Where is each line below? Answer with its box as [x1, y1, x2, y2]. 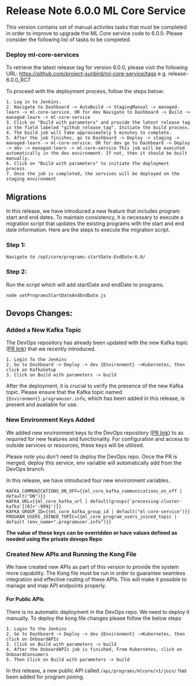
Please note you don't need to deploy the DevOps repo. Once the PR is [6, 453, 178, 460]
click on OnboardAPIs [6, 636, 59, 643]
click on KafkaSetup [6, 367, 57, 373]
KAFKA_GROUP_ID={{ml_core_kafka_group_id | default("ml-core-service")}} [6, 508, 191, 514]
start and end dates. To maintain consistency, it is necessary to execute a [6, 214, 184, 221]
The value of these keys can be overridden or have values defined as [6, 529, 178, 536]
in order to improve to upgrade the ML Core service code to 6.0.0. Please [6, 29, 183, 36]
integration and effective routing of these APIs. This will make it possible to [6, 576, 187, 583]
